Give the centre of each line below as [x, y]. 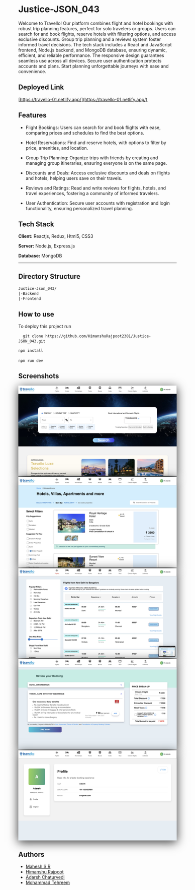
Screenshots [39, 376]
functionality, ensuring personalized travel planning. [79, 208]
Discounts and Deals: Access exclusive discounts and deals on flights [98, 173]
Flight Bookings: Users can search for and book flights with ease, [93, 128]
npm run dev [31, 361]
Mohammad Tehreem [47, 882]
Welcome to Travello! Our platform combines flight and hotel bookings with [96, 23]
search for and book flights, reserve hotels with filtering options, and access [97, 34]
